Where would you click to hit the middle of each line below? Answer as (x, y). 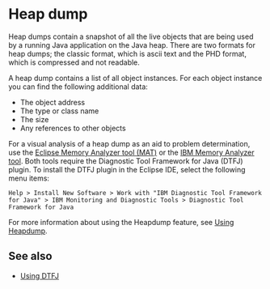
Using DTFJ (39, 275)
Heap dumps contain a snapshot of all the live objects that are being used (131, 36)
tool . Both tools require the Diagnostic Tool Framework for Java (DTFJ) (126, 161)
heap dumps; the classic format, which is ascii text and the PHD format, (127, 53)
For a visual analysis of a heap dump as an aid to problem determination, (129, 143)
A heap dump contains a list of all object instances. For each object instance (135, 78)
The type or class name (59, 111)
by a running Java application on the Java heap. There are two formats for (132, 45)
